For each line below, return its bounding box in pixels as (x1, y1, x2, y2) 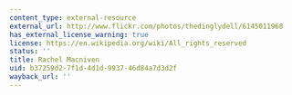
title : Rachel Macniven (9, 55, 100, 64)
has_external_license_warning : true (9, 30, 149, 39)
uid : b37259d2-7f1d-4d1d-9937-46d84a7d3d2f (9, 64, 178, 73)
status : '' (9, 47, 51, 56)
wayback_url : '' (9, 72, 71, 81)
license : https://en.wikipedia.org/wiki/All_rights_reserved (9, 38, 247, 48)
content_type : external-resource (9, 13, 137, 23)
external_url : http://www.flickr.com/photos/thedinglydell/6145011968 (9, 22, 284, 31)
